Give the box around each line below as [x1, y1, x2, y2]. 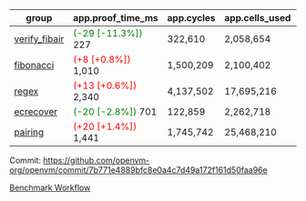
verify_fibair [14, 33, 65, 45]
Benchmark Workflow [9, 182, 91, 193]
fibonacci [14, 59, 55, 71]
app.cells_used [224, 12, 291, 24]
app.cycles [167, 12, 216, 24]
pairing [14, 126, 45, 138]
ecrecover [14, 106, 58, 117]
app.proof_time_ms [72, 12, 159, 24]
